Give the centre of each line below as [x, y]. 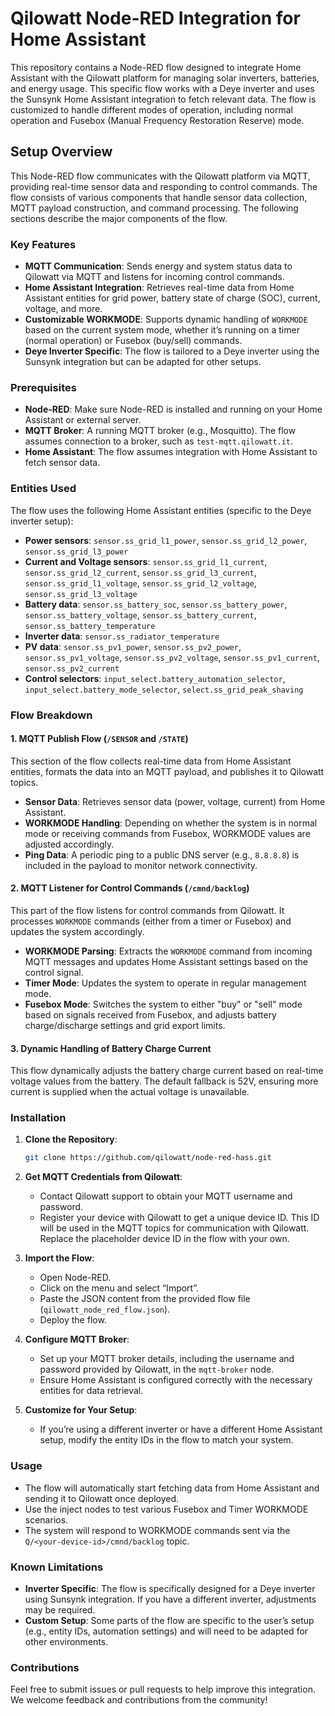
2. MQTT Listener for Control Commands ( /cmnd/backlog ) [130, 888]
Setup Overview [61, 152]
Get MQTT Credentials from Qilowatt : [103, 1177]
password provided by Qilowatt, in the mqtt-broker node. [157, 1369]
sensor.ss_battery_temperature [90, 626]
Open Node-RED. [75, 1278]
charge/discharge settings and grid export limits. [125, 1025]
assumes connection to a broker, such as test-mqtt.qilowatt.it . [159, 441]
